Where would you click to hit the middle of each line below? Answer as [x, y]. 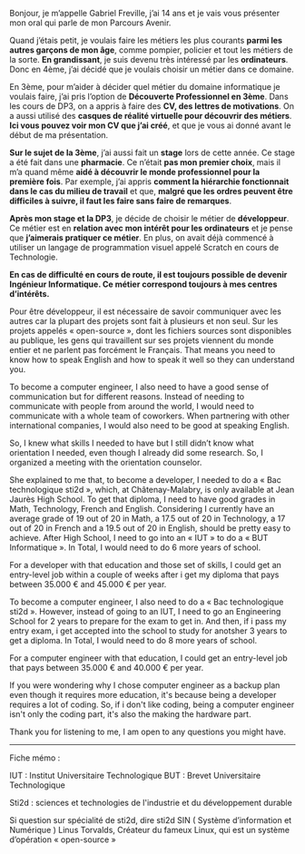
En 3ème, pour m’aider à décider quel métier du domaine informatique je [145, 87]
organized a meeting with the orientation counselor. [106, 462]
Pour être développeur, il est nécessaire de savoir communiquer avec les [145, 311]
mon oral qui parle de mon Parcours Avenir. [90, 23]
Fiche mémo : [35, 758]
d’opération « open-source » [63, 839]
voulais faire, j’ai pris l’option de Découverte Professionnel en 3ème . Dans [149, 96]
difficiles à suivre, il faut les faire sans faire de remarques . [121, 201]
